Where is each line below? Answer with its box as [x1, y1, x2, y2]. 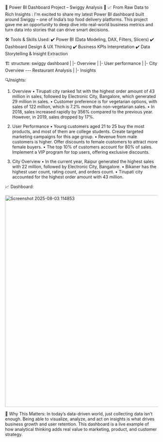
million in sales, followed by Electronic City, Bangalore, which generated [12, 94, 156, 99]
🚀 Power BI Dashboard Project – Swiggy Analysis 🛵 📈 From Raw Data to [5, 4, 149, 10]
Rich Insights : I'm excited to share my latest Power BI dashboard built [5, 12, 145, 17]
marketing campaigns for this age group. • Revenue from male [12, 134, 137, 140]
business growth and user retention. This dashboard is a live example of [5, 421, 149, 427]
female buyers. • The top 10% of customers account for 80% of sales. [12, 144, 153, 150]
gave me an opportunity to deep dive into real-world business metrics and [5, 22, 153, 27]
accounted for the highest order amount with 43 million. [12, 174, 124, 180]
